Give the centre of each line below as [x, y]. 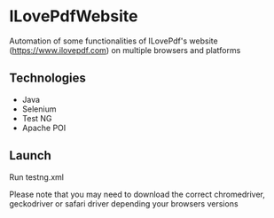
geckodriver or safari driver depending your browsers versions [124, 203]
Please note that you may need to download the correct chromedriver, [137, 194]
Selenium [39, 109]
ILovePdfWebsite [74, 16]
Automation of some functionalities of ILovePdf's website [114, 41]
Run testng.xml [37, 177]
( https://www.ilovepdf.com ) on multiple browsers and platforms [125, 50]
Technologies [48, 78]
